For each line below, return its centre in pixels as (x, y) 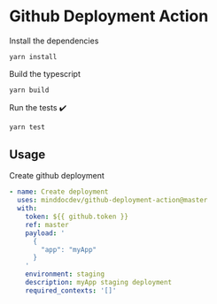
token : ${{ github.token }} (77, 217)
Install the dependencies (54, 41)
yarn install (33, 57)
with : (27, 209)
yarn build (29, 90)
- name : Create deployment (59, 192)
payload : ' (45, 233)
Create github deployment (57, 176)
